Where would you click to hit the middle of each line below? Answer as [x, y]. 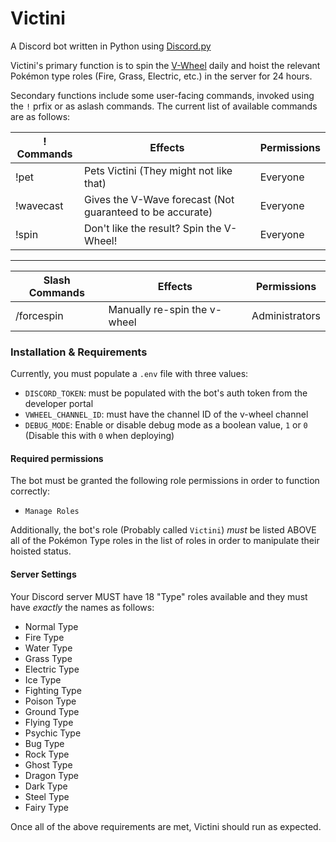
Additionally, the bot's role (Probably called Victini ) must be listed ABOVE [163, 530]
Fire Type [44, 637]
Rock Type [47, 754]
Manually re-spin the [158, 309]
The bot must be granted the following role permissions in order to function [165, 481]
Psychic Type [53, 733]
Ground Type [52, 711]
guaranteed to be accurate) [148, 212]
